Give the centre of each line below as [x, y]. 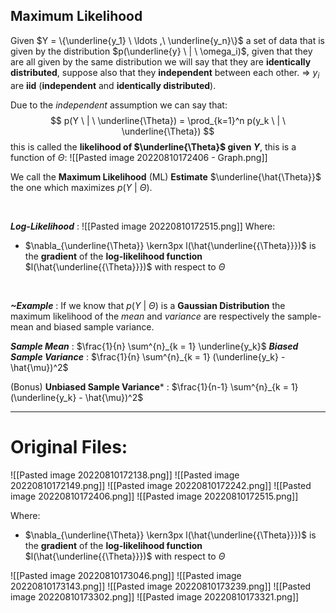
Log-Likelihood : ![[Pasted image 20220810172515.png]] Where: [143, 226]
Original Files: [69, 446]
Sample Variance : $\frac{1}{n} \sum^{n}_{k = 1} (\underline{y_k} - [148, 356]
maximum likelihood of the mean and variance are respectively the [148, 316]
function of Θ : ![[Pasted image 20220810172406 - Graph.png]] [139, 157]
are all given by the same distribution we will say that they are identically [161, 61]
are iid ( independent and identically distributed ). [113, 85]
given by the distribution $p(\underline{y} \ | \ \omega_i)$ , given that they [161, 51]
